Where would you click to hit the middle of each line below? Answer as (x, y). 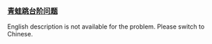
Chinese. (20, 34)
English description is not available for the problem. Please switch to (106, 27)
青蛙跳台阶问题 (33, 10)
